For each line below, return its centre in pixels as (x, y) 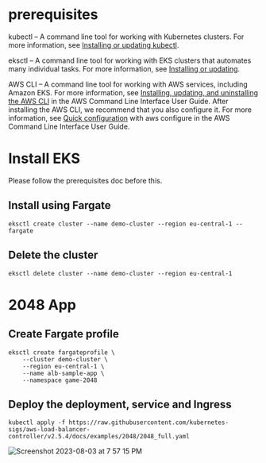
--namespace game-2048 (60, 380)
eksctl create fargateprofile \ (62, 352)
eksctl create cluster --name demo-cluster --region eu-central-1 (120, 224)
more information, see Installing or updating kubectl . (94, 44)
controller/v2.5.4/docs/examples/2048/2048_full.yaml (99, 437)
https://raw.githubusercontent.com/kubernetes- (148, 422)
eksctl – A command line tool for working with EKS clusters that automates (130, 60)
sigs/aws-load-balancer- (49, 430)
